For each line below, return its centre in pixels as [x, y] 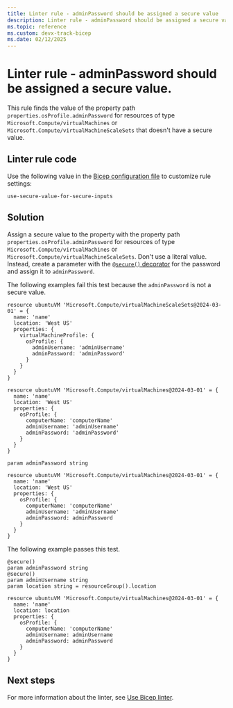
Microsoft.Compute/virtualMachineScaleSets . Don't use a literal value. [107, 256]
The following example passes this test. [63, 549]
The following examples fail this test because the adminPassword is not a [109, 284]
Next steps [31, 681]
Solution [26, 217]
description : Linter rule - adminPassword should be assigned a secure [113, 20]
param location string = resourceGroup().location [82, 586]
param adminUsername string [48, 580]
